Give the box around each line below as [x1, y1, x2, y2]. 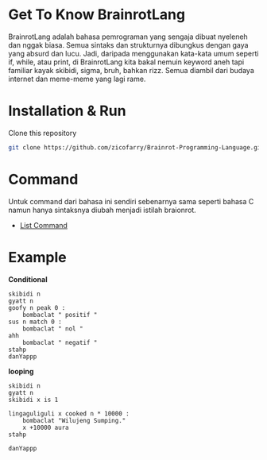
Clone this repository [8, 128, 77, 137]
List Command [19, 220, 68, 230]
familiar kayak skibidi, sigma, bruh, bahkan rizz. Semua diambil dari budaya [8, 65, 254, 75]
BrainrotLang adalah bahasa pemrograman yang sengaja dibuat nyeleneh [8, 32, 248, 41]
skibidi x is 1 [8, 396, 59, 404]
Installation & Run [8, 102, 126, 120]
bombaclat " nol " [22, 324, 83, 333]
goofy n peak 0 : [8, 303, 66, 311]
